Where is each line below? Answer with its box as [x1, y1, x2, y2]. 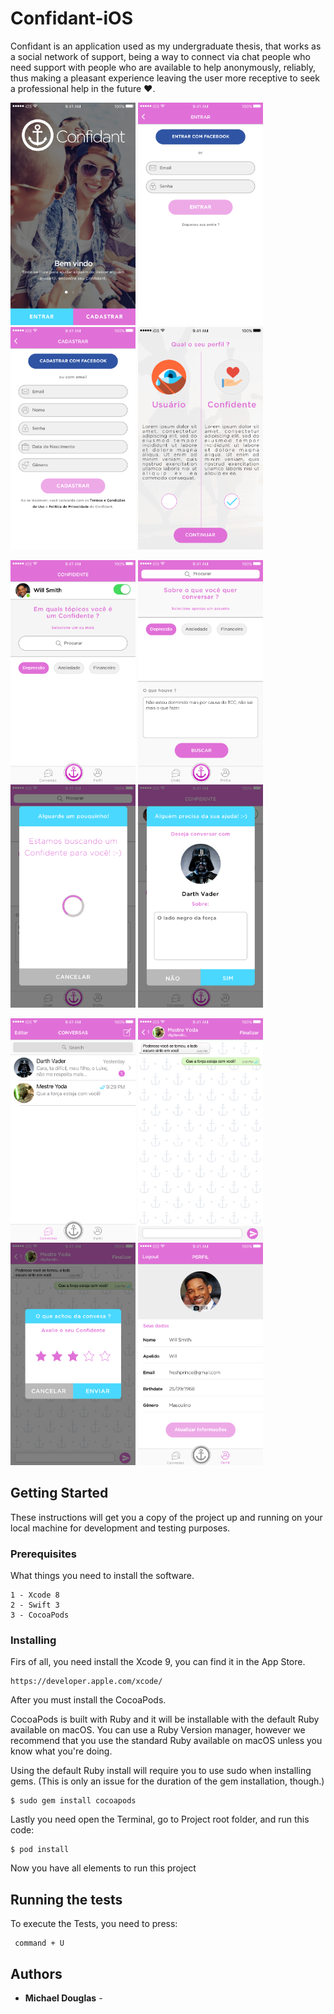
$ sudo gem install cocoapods [10, 1796, 137, 1806]
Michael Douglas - [24, 1992, 103, 2004]
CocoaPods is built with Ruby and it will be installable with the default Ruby [10, 1713, 320, 1726]
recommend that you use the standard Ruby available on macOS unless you [10, 1735, 323, 1747]
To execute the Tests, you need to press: [10, 1918, 178, 1930]
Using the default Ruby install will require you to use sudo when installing [10, 1765, 312, 1777]
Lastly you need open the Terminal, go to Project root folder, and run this [10, 1813, 310, 1826]
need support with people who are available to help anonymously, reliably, [10, 61, 316, 73]
